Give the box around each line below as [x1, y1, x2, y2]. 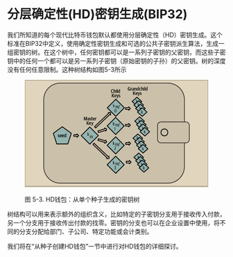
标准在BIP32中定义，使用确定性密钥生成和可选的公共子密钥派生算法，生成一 [7, 39, 225, 47]
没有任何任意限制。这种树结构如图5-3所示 [7, 65, 127, 74]
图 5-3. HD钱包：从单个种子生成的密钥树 [24, 195, 140, 204]
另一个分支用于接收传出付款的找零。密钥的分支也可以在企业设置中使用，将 [7, 218, 220, 226]
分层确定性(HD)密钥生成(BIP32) [7, 6, 188, 22]
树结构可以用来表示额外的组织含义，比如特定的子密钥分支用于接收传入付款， [7, 210, 226, 218]
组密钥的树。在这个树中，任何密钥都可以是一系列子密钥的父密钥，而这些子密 [7, 48, 226, 56]
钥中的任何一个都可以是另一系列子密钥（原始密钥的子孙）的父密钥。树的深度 [7, 56, 226, 65]
